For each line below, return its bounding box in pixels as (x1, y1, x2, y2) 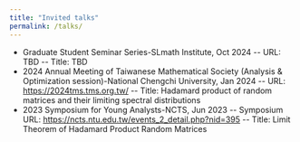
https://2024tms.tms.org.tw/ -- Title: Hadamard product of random (22, 85, 273, 96)
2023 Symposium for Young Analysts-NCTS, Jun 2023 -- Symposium (22, 104, 284, 115)
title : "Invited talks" (9, 13, 100, 23)
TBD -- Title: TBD (22, 56, 88, 67)
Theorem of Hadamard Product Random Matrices (22, 123, 208, 134)
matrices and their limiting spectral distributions (22, 94, 201, 105)
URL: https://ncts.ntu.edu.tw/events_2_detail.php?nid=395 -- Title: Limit (22, 114, 291, 125)
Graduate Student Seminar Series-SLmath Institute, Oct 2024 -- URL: (22, 46, 281, 57)
